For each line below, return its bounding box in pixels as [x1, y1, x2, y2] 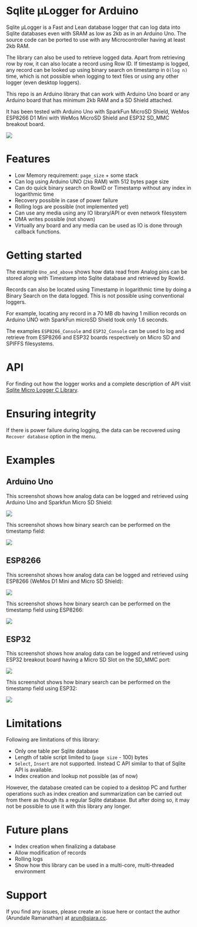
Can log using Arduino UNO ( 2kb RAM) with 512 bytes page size [14, 178, 169, 185]
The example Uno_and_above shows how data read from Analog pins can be [6, 268, 188, 275]
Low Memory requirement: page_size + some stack [14, 171, 139, 179]
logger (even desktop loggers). [6, 78, 81, 86]
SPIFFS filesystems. [6, 340, 55, 347]
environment [14, 868, 46, 875]
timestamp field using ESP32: [6, 685, 78, 692]
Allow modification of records [14, 849, 86, 856]
